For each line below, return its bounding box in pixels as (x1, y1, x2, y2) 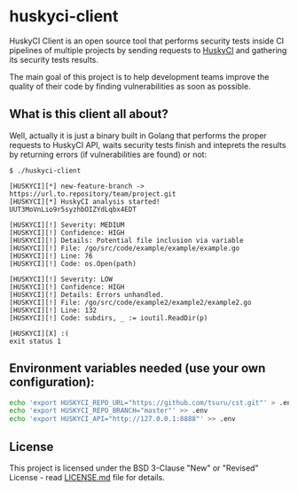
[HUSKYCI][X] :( (9, 329, 69, 338)
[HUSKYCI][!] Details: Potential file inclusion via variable (9, 236, 244, 245)
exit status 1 (9, 337, 62, 346)
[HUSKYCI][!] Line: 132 (9, 306, 98, 315)
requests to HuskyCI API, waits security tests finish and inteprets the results (9, 139, 286, 150)
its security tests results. (9, 54, 99, 65)
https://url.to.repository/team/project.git (9, 189, 176, 199)
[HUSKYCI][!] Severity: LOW (9, 275, 114, 284)
